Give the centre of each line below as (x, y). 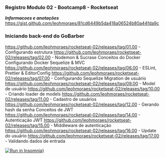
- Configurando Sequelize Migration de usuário (98, 78)
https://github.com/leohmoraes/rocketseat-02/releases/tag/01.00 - (73, 47)
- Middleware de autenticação (81, 125)
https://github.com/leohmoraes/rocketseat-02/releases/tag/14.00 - (73, 115)
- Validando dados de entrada (35, 141)
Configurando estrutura (29, 52)
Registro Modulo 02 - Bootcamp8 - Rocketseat (62, 7)
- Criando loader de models (33, 94)
